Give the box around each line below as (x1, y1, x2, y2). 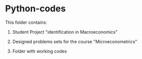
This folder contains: (5, 19, 47, 25)
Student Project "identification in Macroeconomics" (12, 29, 118, 35)
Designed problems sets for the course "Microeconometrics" (12, 38, 138, 45)
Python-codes (5, 3, 66, 14)
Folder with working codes (12, 48, 67, 54)
